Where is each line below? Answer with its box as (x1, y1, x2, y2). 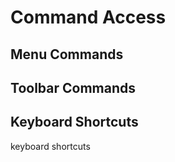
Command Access (10, 6, 167, 29)
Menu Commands (10, 46, 124, 63)
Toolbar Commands (10, 79, 136, 96)
